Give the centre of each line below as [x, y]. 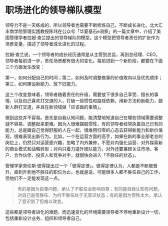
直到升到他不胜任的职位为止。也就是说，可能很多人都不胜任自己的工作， [88, 172]
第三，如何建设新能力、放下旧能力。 [42, 83]
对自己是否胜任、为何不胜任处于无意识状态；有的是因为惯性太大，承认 [90, 195]
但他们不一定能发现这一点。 [34, 178]
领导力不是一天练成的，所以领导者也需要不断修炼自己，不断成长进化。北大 [82, 25]
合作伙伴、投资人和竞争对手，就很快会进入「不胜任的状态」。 [76, 155]
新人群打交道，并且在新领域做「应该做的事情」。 [54, 107]
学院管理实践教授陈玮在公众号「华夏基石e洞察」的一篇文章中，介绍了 [85, 31]
